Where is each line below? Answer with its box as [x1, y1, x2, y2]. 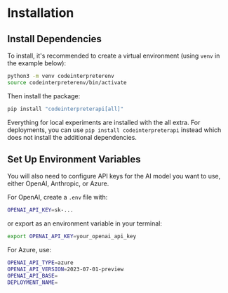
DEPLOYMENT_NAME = [7, 279, 58, 286]
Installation [7, 5, 74, 21]
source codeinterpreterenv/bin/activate [7, 79, 128, 86]
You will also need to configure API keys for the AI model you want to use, [7, 172, 221, 181]
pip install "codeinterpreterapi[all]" [7, 105, 124, 112]
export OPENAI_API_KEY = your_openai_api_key [7, 233, 137, 240]
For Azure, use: [7, 246, 52, 254]
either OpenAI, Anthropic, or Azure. [7, 179, 109, 188]
